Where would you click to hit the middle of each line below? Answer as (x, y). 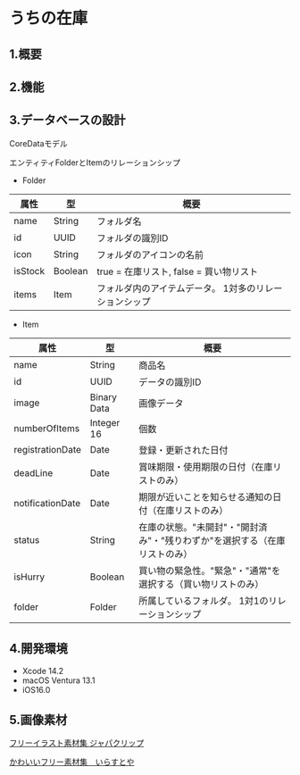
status (27, 539)
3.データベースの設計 (68, 120)
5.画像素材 (38, 720)
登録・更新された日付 (183, 450)
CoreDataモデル (39, 143)
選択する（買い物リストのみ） (201, 584)
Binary (104, 396)
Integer (105, 422)
